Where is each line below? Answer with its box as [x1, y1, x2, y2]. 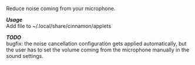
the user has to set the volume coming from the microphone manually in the [6, 46, 190, 53]
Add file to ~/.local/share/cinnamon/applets [6, 23, 112, 29]
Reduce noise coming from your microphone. [6, 5, 116, 12]
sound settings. [6, 53, 44, 59]
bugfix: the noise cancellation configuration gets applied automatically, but [6, 40, 187, 47]
